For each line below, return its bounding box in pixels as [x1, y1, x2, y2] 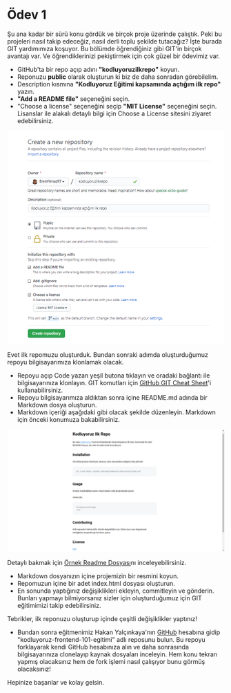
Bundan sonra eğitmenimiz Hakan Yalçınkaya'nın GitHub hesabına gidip [17, 628, 221, 636]
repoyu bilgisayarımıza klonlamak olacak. [7, 358, 124, 366]
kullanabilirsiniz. [17, 386, 63, 394]
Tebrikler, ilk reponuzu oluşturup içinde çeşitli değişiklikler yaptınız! [7, 614, 198, 622]
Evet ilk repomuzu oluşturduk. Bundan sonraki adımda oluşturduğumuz [7, 350, 208, 359]
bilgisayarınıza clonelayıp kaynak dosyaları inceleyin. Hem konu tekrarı [17, 650, 218, 658]
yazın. [17, 87, 34, 95]
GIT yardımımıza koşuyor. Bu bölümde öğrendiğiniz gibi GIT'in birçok [7, 44, 202, 53]
